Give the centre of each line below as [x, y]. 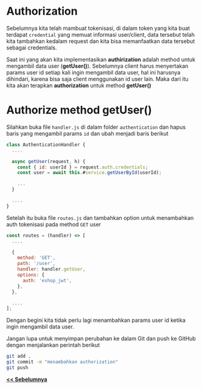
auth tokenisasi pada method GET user [54, 224]
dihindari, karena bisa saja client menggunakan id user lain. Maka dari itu [97, 79]
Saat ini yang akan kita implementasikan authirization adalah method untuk [101, 59]
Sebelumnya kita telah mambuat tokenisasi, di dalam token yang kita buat [98, 28]
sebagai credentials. [32, 48]
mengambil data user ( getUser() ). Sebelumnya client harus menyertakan [97, 66]
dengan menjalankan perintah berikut [53, 345]
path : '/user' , [37, 264]
